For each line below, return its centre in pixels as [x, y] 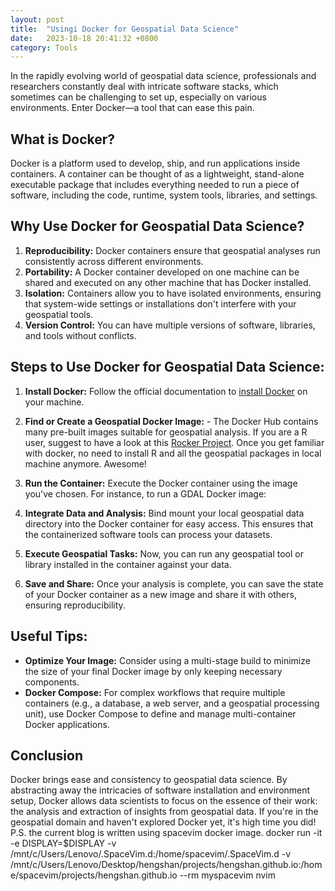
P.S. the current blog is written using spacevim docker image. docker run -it [166, 833]
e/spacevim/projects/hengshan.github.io [94, 875]
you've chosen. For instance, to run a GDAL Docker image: [145, 493]
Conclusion [47, 755]
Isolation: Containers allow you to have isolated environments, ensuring [173, 293]
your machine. [54, 402]
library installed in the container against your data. [128, 564]
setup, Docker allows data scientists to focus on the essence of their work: [164, 801]
